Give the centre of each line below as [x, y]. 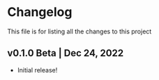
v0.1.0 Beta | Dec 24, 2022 [66, 53]
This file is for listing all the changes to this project [79, 31]
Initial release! [37, 70]
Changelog [40, 12]
